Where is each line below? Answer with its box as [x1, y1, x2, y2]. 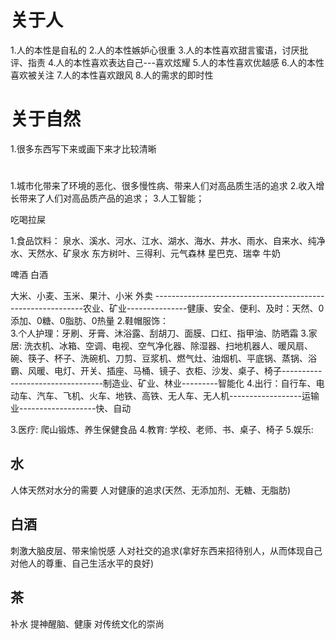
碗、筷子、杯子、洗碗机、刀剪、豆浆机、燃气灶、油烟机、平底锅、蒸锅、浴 [10, 352, 317, 365]
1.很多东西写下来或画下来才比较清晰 [10, 142, 157, 155]
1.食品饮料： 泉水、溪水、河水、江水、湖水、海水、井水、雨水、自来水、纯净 [10, 235, 326, 247]
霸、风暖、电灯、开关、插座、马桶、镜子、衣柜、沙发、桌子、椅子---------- [10, 365, 323, 377]
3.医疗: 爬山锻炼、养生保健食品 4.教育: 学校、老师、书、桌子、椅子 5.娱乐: [10, 424, 314, 436]
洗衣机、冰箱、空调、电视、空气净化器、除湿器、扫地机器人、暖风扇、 [23, 340, 313, 352]
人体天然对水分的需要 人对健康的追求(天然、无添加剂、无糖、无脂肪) [10, 484, 292, 496]
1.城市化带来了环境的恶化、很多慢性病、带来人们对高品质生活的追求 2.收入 [10, 180, 317, 192]
